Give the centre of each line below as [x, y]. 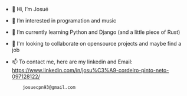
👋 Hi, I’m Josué [30, 9]
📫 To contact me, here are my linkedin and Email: [72, 62]
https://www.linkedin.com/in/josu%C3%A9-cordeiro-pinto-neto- [90, 70]
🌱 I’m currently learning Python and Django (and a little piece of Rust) [96, 32]
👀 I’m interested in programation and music [64, 20]
